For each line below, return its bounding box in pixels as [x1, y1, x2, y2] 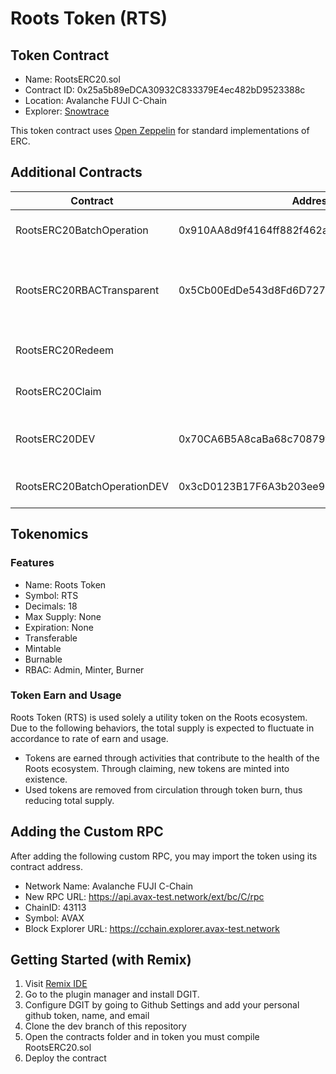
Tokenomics [10, 526, 89, 543]
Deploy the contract [24, 1052, 107, 1064]
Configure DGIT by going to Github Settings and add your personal [24, 999, 300, 1011]
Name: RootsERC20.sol [24, 73, 121, 85]
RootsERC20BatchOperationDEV [15, 479, 169, 493]
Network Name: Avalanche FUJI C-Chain [24, 880, 194, 892]
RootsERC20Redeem [15, 343, 114, 357]
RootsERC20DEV [15, 432, 96, 446]
